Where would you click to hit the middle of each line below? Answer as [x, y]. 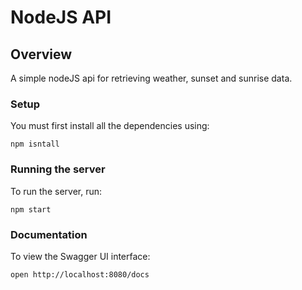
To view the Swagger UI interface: [80, 256]
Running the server [58, 169]
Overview [41, 54]
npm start [31, 209]
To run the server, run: [56, 191]
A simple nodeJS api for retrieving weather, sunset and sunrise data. [151, 78]
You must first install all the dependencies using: [110, 126]
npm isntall [35, 144]
